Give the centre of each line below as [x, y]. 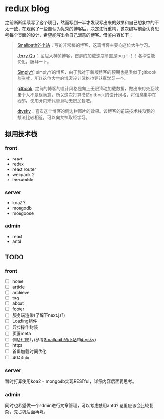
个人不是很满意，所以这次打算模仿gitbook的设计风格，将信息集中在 [89, 94]
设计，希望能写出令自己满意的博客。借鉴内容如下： [82, 35]
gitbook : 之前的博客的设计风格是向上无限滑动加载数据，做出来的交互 [86, 88]
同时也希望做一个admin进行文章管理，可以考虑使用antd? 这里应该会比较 [77, 406]
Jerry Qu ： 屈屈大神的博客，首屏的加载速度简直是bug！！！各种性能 [86, 55]
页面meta [21, 333]
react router [24, 169]
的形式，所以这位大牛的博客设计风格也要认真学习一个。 [72, 78]
